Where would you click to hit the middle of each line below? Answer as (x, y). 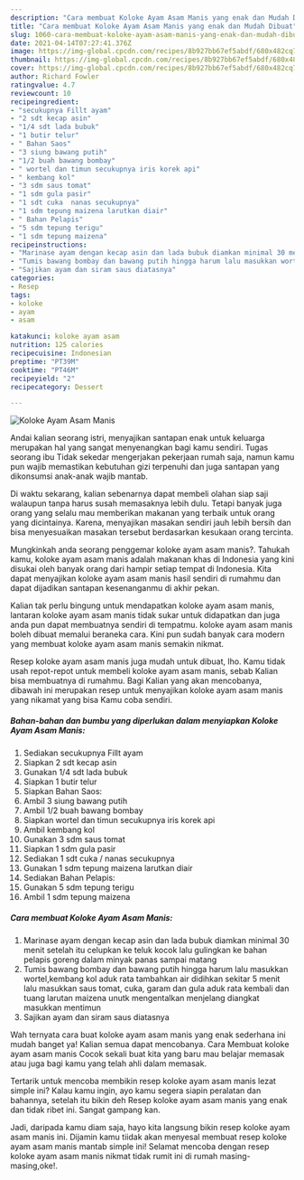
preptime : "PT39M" (45, 361)
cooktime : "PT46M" (45, 370)
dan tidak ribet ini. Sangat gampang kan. (85, 1110)
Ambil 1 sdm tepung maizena (77, 897)
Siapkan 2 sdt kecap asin (70, 763)
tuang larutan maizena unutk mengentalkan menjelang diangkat (141, 998)
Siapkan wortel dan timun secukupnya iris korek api (119, 820)
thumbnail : (31, 60)
